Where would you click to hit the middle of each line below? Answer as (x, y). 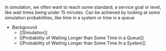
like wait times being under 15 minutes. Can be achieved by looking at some (83, 12)
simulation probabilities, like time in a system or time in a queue (70, 18)
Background (24, 27)
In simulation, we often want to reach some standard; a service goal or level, (83, 7)
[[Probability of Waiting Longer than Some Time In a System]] (82, 43)
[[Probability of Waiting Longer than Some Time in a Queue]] (82, 38)
